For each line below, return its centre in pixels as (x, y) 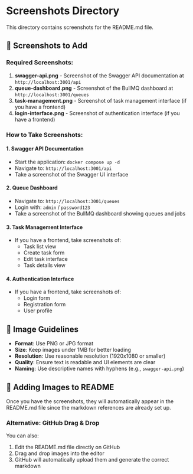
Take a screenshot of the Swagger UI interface (71, 174)
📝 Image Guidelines (42, 329)
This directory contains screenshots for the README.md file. (80, 27)
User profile (38, 310)
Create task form (44, 253)
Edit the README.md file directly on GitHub (67, 447)
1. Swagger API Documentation (45, 149)
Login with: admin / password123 (52, 207)
